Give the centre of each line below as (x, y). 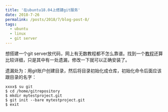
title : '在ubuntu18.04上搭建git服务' (43, 10)
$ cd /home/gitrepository (32, 91)
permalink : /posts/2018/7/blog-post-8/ (47, 19)
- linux (18, 34)
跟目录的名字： (21, 77)
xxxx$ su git (19, 87)
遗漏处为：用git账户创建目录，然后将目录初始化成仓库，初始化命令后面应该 (83, 71)
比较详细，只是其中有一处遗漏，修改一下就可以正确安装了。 (68, 60)
